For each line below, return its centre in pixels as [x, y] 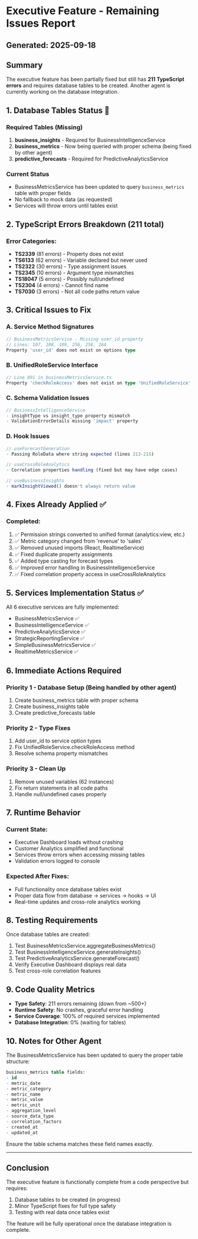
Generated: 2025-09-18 [51, 45]
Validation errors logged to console [57, 861]
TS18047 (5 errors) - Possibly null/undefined [69, 279]
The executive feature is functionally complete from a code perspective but [98, 1182]
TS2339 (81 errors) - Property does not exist [69, 254]
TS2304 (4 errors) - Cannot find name [62, 285]
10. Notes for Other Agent [54, 1041]
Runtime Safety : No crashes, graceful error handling [79, 1010]
